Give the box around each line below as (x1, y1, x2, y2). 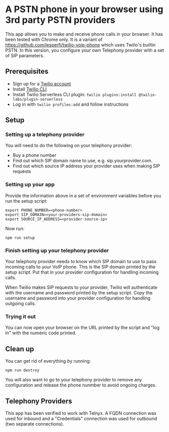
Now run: (5, 225, 24, 231)
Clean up (5, 344, 34, 353)
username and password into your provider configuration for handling (5, 295, 151, 301)
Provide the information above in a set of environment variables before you (5, 192, 161, 198)
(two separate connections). (5, 421, 64, 427)
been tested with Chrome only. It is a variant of (5, 36, 103, 42)
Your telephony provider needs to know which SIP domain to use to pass (5, 258, 157, 265)
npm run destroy (5, 368, 39, 373)
